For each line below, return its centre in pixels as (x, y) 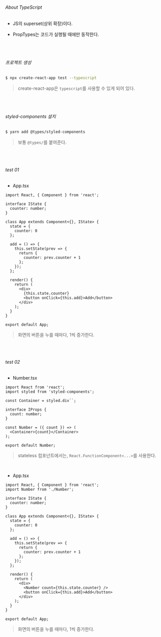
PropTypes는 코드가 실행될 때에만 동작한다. (56, 34)
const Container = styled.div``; (41, 400)
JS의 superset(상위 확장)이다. (43, 23)
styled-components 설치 (31, 116)
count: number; (26, 414)
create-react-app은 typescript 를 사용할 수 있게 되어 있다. (76, 88)
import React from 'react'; (35, 387)
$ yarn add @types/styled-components (45, 132)
